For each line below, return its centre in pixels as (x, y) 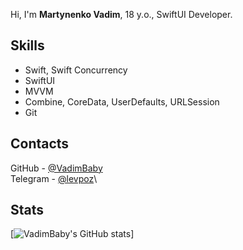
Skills (27, 45)
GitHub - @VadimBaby (56, 168)
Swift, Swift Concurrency (76, 70)
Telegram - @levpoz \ (54, 178)
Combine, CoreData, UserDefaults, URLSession (122, 101)
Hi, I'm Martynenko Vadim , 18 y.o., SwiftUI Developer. (121, 14)
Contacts (40, 144)
